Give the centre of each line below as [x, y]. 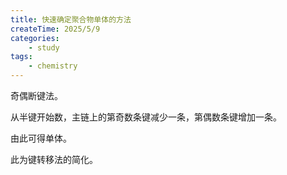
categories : [35, 38]
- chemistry [53, 66]
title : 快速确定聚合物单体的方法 [71, 19]
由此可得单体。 [41, 138]
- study [44, 47]
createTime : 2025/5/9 [55, 29]
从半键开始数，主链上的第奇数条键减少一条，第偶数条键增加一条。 [146, 117]
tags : [21, 57]
